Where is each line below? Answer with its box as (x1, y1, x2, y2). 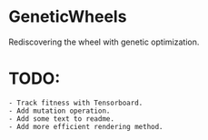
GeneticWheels (8, 6, 127, 27)
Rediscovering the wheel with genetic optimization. (8, 36, 200, 47)
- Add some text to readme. (8, 114, 115, 124)
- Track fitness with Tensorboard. (8, 98, 144, 107)
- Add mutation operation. (8, 106, 111, 115)
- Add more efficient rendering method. (8, 122, 164, 131)
